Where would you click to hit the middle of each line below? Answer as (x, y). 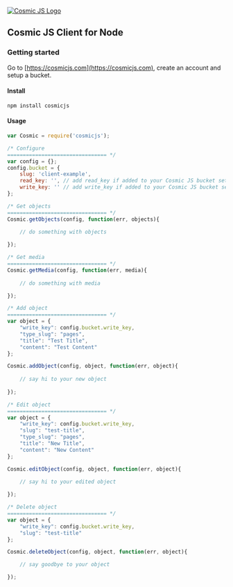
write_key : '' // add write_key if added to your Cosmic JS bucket (119, 187)
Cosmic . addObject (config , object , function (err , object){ (93, 366)
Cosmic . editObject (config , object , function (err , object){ (94, 469)
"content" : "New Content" (57, 450)
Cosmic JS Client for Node (65, 32)
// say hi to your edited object (68, 482)
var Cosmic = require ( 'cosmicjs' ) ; (59, 136)
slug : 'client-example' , (55, 174)
